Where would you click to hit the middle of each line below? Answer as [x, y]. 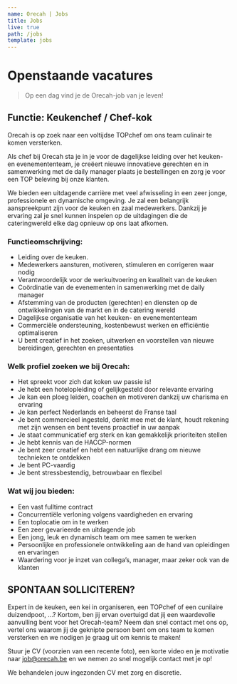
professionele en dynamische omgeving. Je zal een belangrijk [98, 200]
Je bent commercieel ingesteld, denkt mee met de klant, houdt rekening [123, 420]
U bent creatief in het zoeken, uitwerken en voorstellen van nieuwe [116, 341]
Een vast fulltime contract [55, 507]
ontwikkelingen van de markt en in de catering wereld [96, 310]
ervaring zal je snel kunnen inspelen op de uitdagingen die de [98, 215]
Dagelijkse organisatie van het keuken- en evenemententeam [107, 318]
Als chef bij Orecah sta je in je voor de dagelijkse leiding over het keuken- [115, 156]
